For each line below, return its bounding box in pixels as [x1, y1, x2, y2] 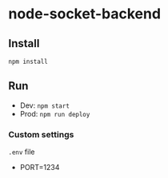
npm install [8, 57, 48, 65]
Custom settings [8, 129, 74, 140]
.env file [8, 147, 35, 156]
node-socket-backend [8, 5, 162, 23]
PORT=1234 [19, 163, 60, 172]
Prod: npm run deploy [19, 109, 90, 118]
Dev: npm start [19, 101, 70, 110]
